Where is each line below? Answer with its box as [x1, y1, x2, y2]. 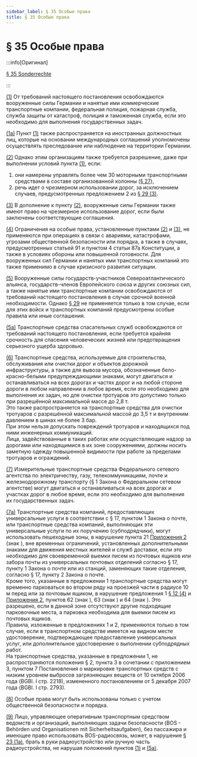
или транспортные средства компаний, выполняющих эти [6, 521, 153, 528]
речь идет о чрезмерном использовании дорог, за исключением [14, 184, 178, 191]
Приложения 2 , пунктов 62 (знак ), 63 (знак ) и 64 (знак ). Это [6, 597, 161, 604]
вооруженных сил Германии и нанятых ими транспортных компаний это [6, 257, 189, 264]
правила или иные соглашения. [6, 312, 85, 319]
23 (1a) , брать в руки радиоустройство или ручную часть [6, 738, 151, 745]
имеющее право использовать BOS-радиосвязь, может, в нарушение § [6, 732, 186, 739]
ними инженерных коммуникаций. [6, 429, 94, 437]
